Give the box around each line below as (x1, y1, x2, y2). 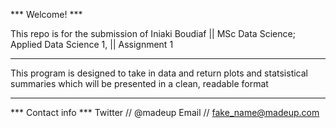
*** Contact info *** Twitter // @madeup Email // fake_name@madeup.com (10, 107, 320, 118)
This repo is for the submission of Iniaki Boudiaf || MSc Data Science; (10, 28, 296, 39)
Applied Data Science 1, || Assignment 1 (10, 39, 174, 50)
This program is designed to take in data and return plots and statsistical (10, 67, 308, 79)
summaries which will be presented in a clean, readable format (10, 78, 269, 89)
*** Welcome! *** (10, 9, 83, 20)
